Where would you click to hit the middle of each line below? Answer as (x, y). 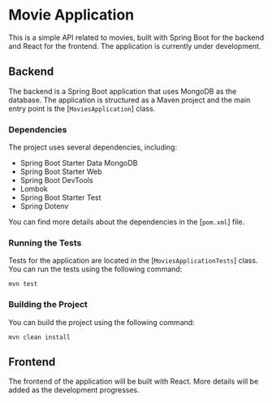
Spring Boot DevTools (56, 180)
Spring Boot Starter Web (61, 171)
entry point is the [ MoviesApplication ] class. (82, 108)
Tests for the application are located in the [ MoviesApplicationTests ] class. (133, 261)
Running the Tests (45, 243)
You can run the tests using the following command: (95, 269)
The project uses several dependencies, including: (93, 147)
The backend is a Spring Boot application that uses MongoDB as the (123, 91)
